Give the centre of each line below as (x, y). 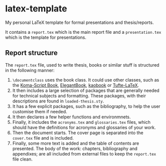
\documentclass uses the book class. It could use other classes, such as (86, 80)
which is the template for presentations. (46, 37)
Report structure (32, 53)
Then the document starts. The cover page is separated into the (78, 133)
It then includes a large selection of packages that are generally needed (86, 90)
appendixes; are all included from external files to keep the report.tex (84, 154)
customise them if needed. (40, 111)
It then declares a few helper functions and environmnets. (71, 117)
